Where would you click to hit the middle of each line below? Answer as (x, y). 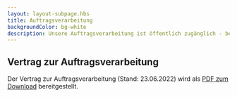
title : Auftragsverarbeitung (50, 20)
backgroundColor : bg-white (47, 27)
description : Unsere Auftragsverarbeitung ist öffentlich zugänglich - (115, 33)
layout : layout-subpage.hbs (49, 14)
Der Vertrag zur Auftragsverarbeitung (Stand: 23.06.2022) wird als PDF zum (118, 79)
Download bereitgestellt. (43, 86)
